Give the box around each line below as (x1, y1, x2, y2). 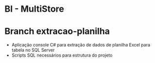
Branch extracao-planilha (4, 26, 110, 37)
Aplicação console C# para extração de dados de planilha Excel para (11, 42, 151, 48)
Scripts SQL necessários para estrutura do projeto (11, 52, 113, 58)
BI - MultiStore (4, 3, 64, 15)
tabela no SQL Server (11, 47, 55, 53)
